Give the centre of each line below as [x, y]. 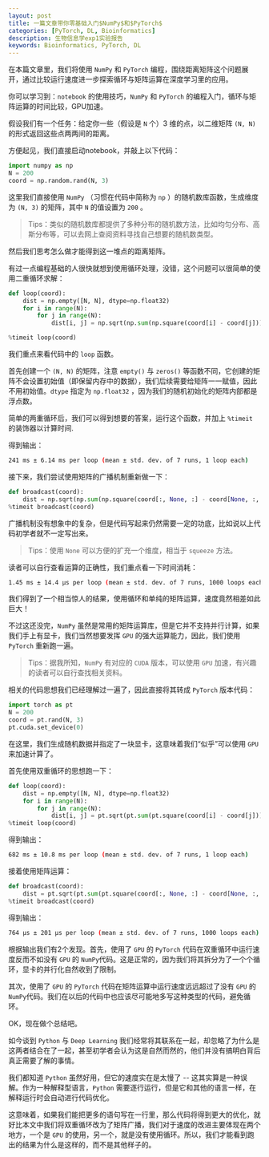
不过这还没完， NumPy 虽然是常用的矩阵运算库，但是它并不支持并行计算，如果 [134, 625]
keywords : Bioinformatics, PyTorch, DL [75, 46]
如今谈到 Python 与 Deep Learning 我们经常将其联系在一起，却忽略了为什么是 [134, 1040]
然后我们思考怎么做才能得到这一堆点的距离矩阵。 [89, 251]
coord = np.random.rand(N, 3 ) [59, 180]
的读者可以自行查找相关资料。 [77, 673]
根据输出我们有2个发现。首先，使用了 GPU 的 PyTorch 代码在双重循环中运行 [130, 949]
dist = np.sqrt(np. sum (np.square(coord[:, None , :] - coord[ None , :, [141, 499]
